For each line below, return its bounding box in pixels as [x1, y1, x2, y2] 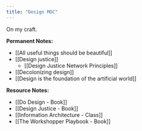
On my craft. [6, 25, 37, 33]
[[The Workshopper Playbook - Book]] [15, 118, 111, 125]
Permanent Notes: [6, 37, 53, 44]
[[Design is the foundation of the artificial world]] [15, 75, 137, 82]
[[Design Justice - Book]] [15, 104, 79, 112]
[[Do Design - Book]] [15, 98, 68, 106]
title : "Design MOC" [6, 8, 59, 15]
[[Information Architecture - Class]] [15, 111, 103, 118]
